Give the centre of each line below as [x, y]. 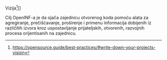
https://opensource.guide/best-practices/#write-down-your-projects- [84, 47]
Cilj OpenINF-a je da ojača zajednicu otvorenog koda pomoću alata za [77, 17]
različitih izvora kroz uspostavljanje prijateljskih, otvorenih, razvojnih [75, 28]
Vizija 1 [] [13, 8]
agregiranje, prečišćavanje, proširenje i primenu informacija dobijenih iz [78, 23]
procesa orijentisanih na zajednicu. [41, 33]
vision [18, 52]
